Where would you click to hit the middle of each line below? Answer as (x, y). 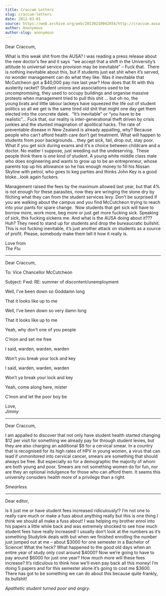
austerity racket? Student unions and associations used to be (67, 88)
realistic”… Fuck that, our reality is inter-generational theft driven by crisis (80, 119)
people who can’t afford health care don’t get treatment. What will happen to (83, 135)
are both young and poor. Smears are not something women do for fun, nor (82, 467)
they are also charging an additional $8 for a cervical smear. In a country (79, 446)
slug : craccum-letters (28, 14)
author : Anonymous (24, 28)
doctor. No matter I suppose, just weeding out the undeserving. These (77, 151)
